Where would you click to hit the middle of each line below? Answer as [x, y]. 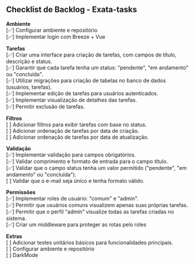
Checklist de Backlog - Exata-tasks [72, 10]
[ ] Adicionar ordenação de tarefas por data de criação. [73, 131]
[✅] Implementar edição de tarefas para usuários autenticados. [82, 93]
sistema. [16, 218]
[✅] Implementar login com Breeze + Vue [56, 36]
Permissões [21, 192]
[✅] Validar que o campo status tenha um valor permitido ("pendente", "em [96, 168]
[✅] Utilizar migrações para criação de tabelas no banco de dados [86, 80]
